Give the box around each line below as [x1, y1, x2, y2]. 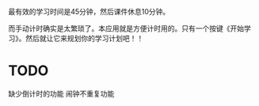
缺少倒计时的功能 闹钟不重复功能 [8, 89, 115, 98]
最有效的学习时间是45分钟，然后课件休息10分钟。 [8, 7, 170, 16]
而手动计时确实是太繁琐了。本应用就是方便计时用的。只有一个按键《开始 [8, 24, 244, 33]
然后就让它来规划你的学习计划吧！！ [25, 34, 144, 43]
